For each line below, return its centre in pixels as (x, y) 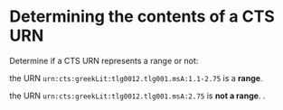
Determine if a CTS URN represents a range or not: (104, 60)
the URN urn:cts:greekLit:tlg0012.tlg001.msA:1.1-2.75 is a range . (136, 78)
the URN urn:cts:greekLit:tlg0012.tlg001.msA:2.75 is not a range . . (137, 96)
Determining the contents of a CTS (142, 17)
